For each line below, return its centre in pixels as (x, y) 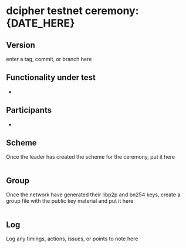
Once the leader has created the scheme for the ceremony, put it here (91, 157)
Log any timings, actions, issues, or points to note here (72, 239)
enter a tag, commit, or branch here (49, 59)
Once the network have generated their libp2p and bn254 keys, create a (93, 195)
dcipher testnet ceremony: (72, 11)
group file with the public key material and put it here (70, 201)
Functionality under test (51, 78)
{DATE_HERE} (40, 23)
